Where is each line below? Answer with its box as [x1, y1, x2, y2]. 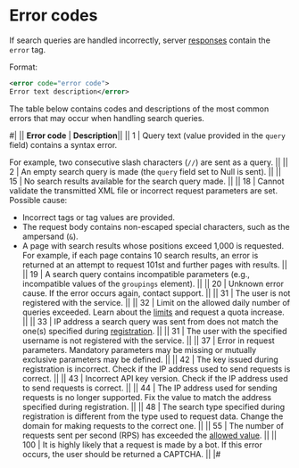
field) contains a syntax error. [9, 139, 118, 150]
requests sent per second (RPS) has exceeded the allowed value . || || [21, 430, 278, 440]
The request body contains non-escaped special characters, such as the [21, 221, 290, 232]
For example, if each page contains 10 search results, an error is [21, 250, 259, 260]
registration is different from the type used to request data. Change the [21, 411, 284, 422]
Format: [9, 62, 38, 72]
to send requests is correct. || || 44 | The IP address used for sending [21, 382, 278, 393]
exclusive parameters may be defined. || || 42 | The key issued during [21, 354, 278, 365]
